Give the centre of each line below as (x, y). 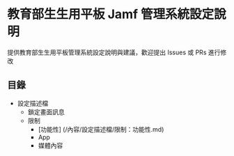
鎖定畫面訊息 (46, 111)
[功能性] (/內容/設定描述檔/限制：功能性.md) (101, 129)
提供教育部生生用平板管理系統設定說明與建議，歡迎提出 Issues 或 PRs (107, 52)
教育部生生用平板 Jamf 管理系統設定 (111, 14)
